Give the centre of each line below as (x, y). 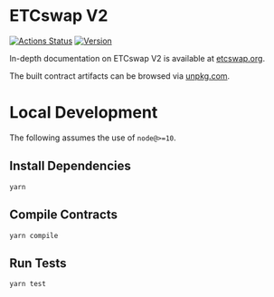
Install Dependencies (70, 166)
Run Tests (38, 263)
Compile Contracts (63, 215)
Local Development (84, 113)
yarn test (28, 284)
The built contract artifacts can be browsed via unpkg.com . (120, 76)
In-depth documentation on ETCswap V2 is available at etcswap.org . (137, 58)
